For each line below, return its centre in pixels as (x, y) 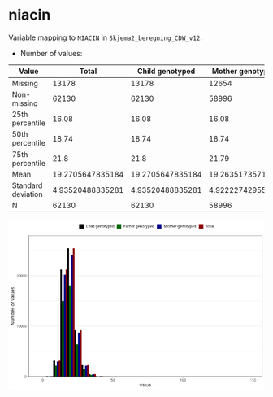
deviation (27, 194)
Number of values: (51, 53)
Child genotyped (166, 72)
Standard (27, 185)
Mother (225, 72)
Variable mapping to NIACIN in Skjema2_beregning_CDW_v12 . (106, 37)
